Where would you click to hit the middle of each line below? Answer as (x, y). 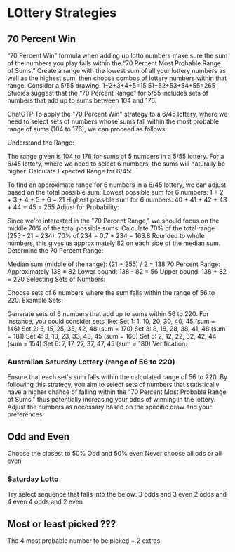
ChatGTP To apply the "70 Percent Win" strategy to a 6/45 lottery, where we (117, 114)
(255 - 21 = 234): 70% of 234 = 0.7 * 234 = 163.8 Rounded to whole (106, 236)
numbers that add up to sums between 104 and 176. (82, 100)
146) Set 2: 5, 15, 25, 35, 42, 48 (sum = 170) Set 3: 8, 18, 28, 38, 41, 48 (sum (116, 329)
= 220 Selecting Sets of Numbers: (56, 279)
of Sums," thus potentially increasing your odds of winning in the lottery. (112, 400)
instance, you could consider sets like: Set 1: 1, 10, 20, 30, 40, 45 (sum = (111, 321)
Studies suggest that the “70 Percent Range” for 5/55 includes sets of (108, 93)
